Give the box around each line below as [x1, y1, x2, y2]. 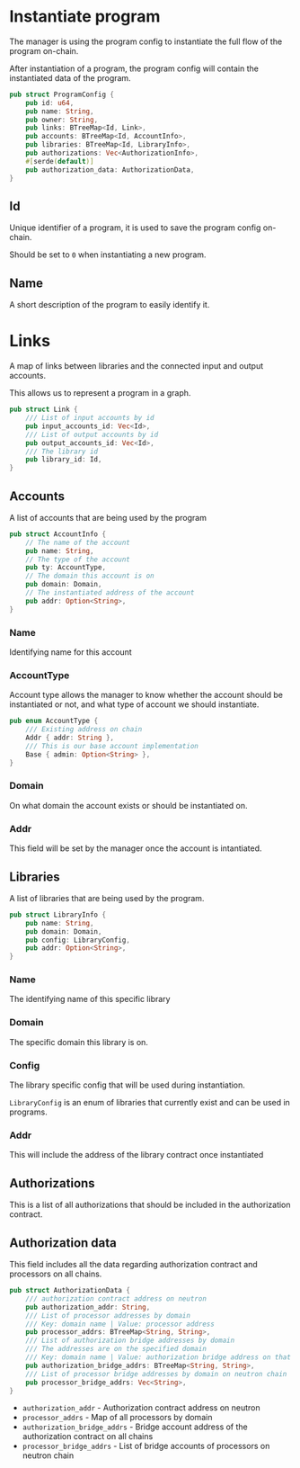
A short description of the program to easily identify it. [9, 300, 210, 310]
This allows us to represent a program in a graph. [9, 388, 191, 398]
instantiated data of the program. [9, 72, 132, 83]
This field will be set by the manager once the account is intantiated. [9, 843, 262, 854]
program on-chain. [9, 45, 79, 56]
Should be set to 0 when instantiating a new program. [9, 249, 207, 260]
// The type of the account [25, 555, 130, 564]
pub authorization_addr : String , [25, 1302, 151, 1311]
